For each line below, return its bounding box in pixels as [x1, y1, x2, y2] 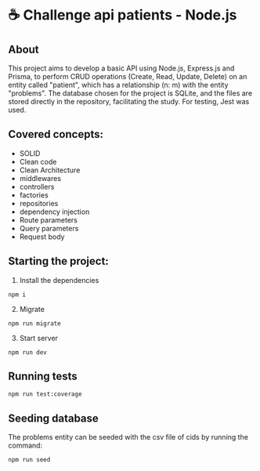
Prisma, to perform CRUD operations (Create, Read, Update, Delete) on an [8, 72, 247, 81]
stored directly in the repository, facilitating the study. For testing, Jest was [8, 97, 250, 106]
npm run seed [8, 456, 51, 464]
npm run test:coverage [8, 390, 82, 398]
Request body [19, 232, 65, 241]
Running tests [8, 370, 78, 383]
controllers [19, 182, 55, 191]
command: [8, 440, 43, 451]
